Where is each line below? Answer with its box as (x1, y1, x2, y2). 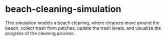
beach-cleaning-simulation (5, 3, 121, 15)
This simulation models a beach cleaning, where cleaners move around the (5, 20, 160, 26)
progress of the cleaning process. (5, 30, 75, 36)
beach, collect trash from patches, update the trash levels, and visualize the (5, 25, 161, 31)
